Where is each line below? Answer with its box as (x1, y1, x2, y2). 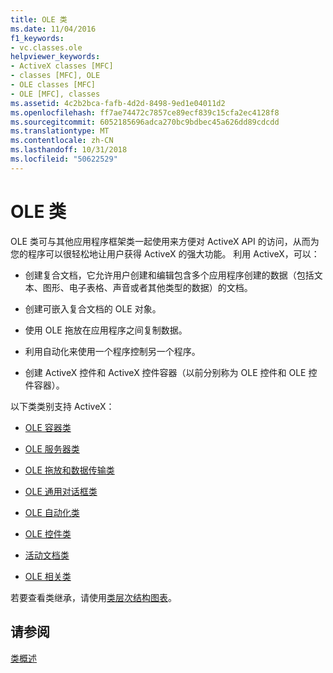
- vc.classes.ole (10, 42, 83, 53)
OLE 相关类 (24, 570, 72, 582)
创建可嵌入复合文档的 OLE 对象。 (24, 302, 162, 315)
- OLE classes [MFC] (10, 80, 97, 90)
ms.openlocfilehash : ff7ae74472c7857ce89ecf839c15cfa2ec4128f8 (10, 107, 280, 118)
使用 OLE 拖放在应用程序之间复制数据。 (24, 324, 188, 336)
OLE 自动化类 (24, 506, 80, 518)
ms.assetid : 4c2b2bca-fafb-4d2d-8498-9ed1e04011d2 (10, 98, 226, 108)
